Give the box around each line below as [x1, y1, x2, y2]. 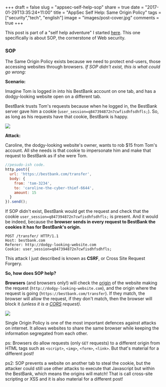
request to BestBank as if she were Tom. [5, 153, 88, 159]
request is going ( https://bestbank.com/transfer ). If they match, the [5, 290, 145, 297]
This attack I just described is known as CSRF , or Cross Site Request [5, 256, 145, 261]
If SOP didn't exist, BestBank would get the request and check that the [5, 208, 149, 214]
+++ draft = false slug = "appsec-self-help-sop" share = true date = [5, 4, 144, 10]
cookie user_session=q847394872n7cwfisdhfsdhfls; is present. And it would [5, 213, 159, 220]
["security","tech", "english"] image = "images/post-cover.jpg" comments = [5, 15, 160, 20]
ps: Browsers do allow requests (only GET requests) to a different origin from [5, 340, 160, 346]
